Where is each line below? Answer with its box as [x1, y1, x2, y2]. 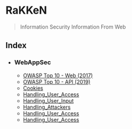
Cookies [22, 84, 44, 92]
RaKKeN [5, 4, 47, 17]
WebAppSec [14, 58, 51, 67]
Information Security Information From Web [20, 23, 126, 30]
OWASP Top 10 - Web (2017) [22, 72, 93, 79]
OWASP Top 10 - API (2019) [22, 78, 91, 85]
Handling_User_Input [22, 97, 74, 104]
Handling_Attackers [22, 103, 71, 111]
